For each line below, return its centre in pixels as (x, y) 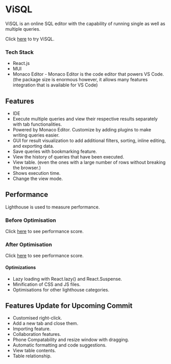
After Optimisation (29, 245)
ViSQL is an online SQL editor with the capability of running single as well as (85, 24)
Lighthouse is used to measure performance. (53, 207)
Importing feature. (32, 329)
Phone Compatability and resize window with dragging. (71, 340)
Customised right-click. (37, 318)
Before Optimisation (31, 220)
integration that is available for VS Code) (55, 85)
